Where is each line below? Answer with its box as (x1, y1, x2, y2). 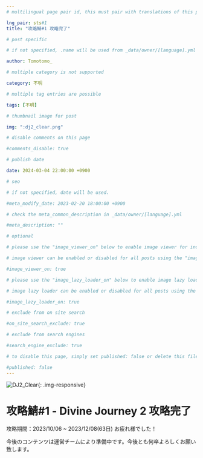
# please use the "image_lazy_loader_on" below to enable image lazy (6, 277, 185, 283)
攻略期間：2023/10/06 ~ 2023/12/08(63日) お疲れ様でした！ (6, 425, 157, 433)
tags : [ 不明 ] (6, 102, 37, 108)
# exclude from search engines (6, 331, 85, 338)
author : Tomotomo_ (6, 58, 53, 64)
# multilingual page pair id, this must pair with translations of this (6, 8, 193, 15)
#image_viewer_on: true (6, 266, 66, 272)
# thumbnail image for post (6, 113, 77, 119)
